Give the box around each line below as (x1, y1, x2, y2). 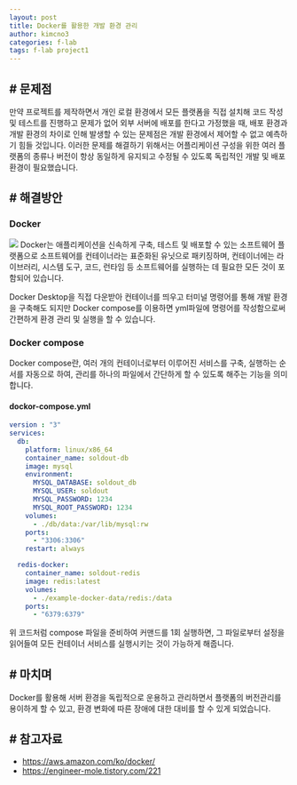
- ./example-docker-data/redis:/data (32, 593, 173, 603)
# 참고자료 (9, 732, 63, 747)
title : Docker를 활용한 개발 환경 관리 (9, 21, 138, 30)
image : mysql (25, 461, 74, 471)
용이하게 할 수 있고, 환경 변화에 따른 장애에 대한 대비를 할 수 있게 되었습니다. (9, 703, 271, 714)
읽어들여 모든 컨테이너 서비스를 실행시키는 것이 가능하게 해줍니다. (9, 638, 235, 649)
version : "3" (9, 421, 62, 429)
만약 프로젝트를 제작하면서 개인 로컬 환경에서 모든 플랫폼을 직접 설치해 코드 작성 (9, 106, 284, 116)
